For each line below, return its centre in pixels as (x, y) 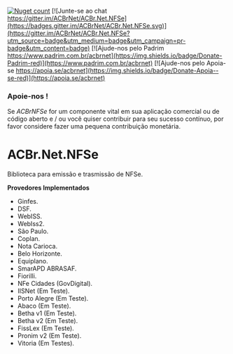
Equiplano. (33, 261)
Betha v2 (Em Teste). (48, 321)
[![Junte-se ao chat (79, 11)
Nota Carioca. (37, 247)
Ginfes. (28, 202)
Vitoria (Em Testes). (46, 343)
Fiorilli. (27, 276)
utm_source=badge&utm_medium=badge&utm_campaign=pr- (97, 41)
